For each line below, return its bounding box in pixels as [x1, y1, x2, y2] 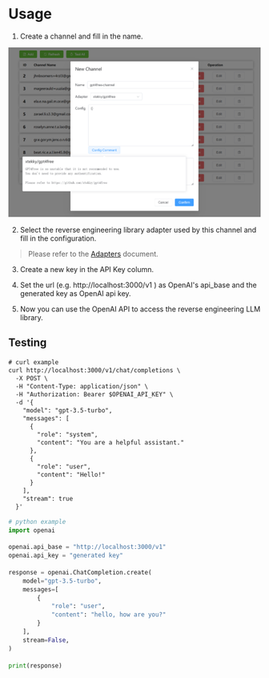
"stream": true [22, 494, 74, 502]
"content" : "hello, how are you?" [50, 611, 167, 619]
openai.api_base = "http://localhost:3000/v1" [8, 543, 167, 551]
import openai [8, 526, 56, 534]
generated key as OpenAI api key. [19, 288, 131, 298]
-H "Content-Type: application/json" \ [15, 382, 149, 390]
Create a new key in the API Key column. [19, 264, 155, 274]
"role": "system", [37, 430, 98, 438]
